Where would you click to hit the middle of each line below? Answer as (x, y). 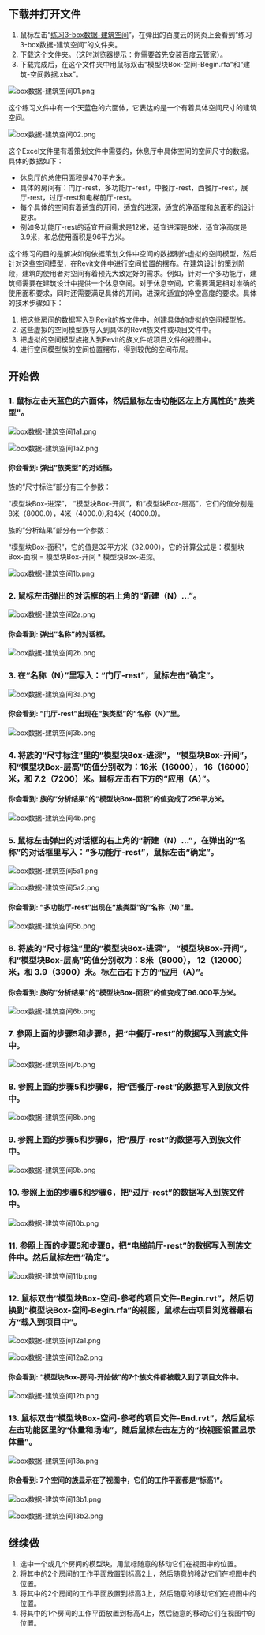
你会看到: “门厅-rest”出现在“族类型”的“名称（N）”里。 (96, 714)
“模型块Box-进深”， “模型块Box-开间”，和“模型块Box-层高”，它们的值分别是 (131, 503)
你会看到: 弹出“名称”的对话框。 (59, 634)
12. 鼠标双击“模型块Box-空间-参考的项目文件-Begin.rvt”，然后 (127, 1298)
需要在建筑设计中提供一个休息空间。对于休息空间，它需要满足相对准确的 (139, 283)
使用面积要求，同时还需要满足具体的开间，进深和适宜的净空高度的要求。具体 (132, 293)
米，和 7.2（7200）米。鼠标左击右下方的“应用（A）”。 (111, 778)
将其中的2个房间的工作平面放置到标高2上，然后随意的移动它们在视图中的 (138, 1573)
